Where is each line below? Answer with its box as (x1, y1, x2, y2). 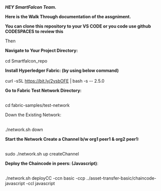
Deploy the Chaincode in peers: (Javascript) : (5, 160, 99, 166)
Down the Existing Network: (5, 112, 61, 118)
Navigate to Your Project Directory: (5, 48, 78, 53)
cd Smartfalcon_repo (5, 58, 48, 64)
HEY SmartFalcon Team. (5, 4, 56, 10)
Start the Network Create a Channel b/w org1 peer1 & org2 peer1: (5, 136, 139, 142)
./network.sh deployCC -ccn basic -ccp (5, 175, 85, 181)
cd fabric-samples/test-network (5, 102, 70, 108)
